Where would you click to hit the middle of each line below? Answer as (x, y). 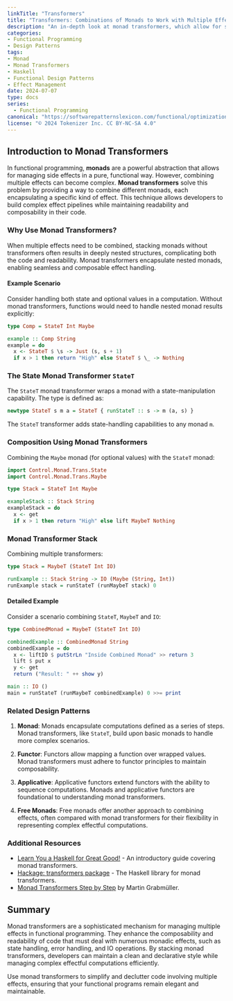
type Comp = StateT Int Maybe (51, 326)
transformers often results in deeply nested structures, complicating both (112, 253)
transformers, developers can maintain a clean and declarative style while (113, 956)
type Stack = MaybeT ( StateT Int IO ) (62, 567)
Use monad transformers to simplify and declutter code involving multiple (112, 977)
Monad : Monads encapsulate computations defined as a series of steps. (121, 726)
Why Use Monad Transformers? (62, 230)
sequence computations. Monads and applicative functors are (106, 790)
